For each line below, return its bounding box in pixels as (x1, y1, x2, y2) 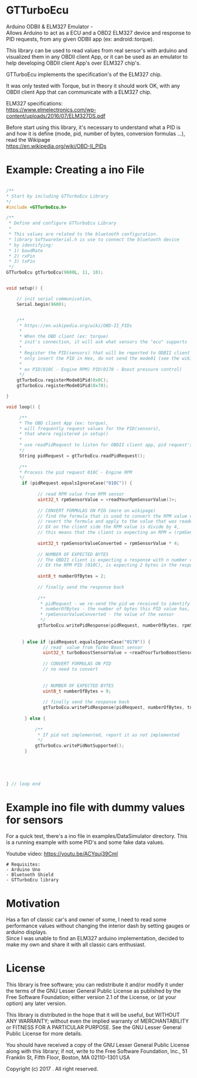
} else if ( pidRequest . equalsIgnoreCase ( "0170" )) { (21, 639, 151, 645)
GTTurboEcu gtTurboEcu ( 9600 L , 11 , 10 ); (6, 269, 104, 275)
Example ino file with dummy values (6, 801, 185, 814)
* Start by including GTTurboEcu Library (6, 193, 109, 199)
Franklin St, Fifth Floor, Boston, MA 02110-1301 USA (6, 1054, 130, 1061)
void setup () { (6, 285, 43, 291)
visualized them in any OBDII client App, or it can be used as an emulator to (6, 53, 188, 60)
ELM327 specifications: (6, 99, 63, 107)
